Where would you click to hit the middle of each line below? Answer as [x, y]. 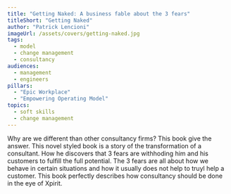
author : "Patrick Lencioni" [49, 27]
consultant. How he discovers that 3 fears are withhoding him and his [108, 153]
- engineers [31, 79]
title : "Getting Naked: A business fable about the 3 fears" [99, 14]
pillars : [20, 86]
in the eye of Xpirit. [35, 183]
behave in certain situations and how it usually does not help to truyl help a [116, 168]
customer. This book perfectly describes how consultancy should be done [115, 176]
